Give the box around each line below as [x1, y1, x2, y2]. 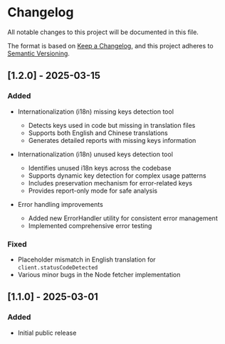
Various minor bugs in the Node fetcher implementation [17, 270, 181, 279]
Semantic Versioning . [7, 49, 70, 58]
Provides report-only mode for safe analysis [28, 186, 158, 195]
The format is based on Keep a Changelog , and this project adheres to [7, 41, 214, 50]
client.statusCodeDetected [17, 264, 98, 271]
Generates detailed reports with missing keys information [28, 136, 197, 144]
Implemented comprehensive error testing [28, 221, 152, 230]
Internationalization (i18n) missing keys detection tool [17, 107, 174, 116]
